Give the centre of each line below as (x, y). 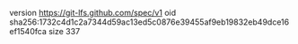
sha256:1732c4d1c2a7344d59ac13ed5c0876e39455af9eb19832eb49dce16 (149, 22)
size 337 (64, 31)
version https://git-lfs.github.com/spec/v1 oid (93, 13)
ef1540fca (28, 31)
